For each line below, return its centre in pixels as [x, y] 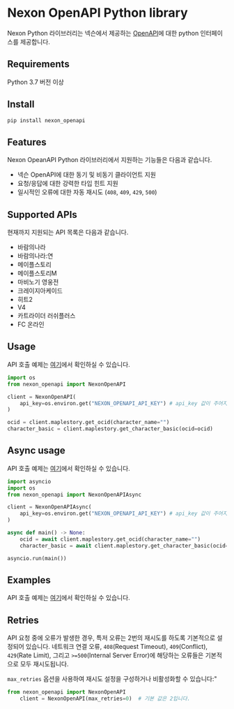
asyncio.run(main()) [37, 558]
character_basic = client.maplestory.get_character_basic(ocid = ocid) [110, 429]
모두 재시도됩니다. [44, 664]
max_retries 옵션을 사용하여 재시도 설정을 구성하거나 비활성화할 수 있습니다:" [112, 679]
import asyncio [29, 481]
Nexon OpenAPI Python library [97, 13]
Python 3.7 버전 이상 [36, 82]
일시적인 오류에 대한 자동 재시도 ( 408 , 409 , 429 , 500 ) [87, 192]
